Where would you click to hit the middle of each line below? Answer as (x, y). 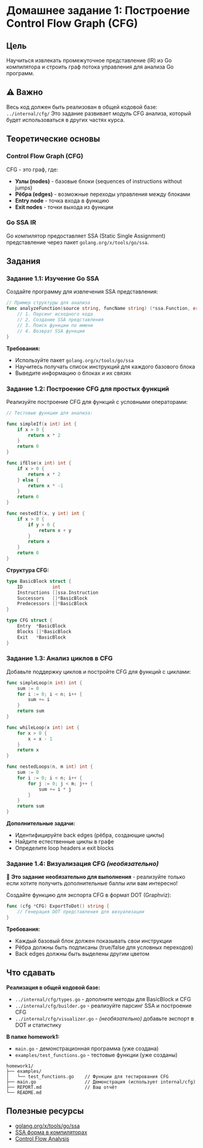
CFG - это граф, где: (32, 169)
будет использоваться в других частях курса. (66, 119)
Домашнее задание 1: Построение (98, 11)
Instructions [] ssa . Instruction (58, 592)
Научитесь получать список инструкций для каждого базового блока (105, 366)
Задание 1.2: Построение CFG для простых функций (88, 389)
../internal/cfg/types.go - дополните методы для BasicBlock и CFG (103, 999)
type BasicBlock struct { (39, 581)
